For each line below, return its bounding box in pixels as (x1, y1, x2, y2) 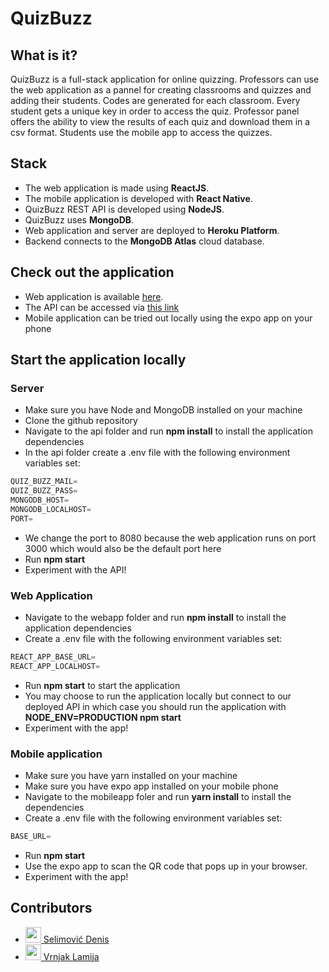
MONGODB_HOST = (10, 495, 70, 506)
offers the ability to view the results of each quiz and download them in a (10, 116, 311, 127)
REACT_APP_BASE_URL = (10, 652, 97, 662)
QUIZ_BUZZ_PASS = (10, 486, 78, 496)
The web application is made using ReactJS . (24, 182, 210, 194)
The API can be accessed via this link (24, 301, 180, 313)
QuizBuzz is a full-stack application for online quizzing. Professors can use (10, 73, 320, 85)
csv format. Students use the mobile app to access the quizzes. (10, 127, 273, 138)
